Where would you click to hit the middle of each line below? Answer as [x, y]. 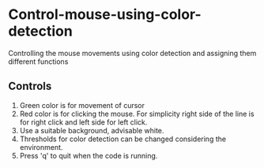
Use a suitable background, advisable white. [92, 130]
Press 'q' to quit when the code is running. [89, 155]
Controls [30, 86]
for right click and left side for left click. [83, 122]
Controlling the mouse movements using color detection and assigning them [132, 53]
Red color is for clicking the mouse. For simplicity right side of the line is [137, 114]
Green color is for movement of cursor [82, 105]
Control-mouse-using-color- [105, 15]
